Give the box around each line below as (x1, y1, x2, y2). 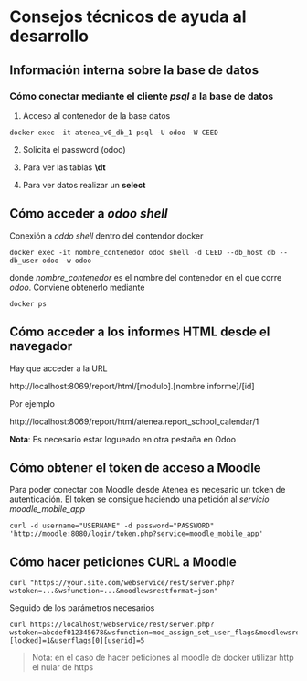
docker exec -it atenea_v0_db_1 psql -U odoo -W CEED (9, 128, 219, 137)
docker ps (9, 299, 48, 308)
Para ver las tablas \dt (22, 162, 107, 173)
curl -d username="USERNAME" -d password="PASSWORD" (9, 521, 215, 531)
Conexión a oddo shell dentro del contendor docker (9, 230, 204, 241)
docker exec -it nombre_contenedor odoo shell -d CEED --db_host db (9, 248, 276, 257)
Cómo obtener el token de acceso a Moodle (9, 460, 262, 475)
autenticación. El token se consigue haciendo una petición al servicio (9, 494, 270, 505)
